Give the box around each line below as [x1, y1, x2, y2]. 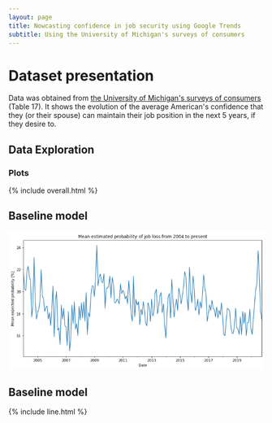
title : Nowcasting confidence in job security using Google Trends [8, 21, 242, 30]
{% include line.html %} [8, 407, 88, 416]
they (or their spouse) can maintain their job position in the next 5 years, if [8, 111, 256, 120]
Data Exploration [8, 142, 95, 156]
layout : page [8, 13, 53, 21]
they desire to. [8, 119, 57, 129]
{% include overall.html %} [8, 185, 98, 195]
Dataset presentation [8, 66, 154, 85]
